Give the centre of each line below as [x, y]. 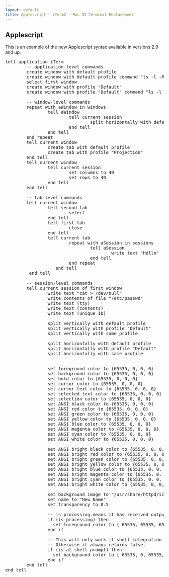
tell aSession [107, 248]
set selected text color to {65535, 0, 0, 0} [105, 394]
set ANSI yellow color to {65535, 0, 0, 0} [102, 419]
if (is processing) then [78, 520]
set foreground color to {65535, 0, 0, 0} [101, 369]
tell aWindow [64, 112]
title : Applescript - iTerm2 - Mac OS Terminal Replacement [70, 15]
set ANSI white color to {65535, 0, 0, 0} [101, 439]
